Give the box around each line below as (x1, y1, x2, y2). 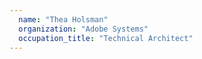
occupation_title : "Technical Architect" (18, 33, 194, 43)
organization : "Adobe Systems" (18, 24, 149, 34)
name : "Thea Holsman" (18, 14, 109, 25)
